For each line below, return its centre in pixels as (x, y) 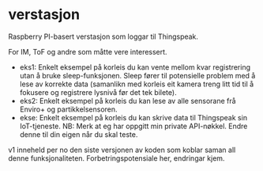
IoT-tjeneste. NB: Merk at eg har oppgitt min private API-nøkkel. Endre (133, 126)
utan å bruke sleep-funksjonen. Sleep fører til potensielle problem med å (137, 75)
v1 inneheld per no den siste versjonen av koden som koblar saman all (122, 150)
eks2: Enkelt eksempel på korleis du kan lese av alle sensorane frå (128, 101)
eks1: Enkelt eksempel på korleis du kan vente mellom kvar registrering (135, 67)
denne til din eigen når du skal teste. (79, 134)
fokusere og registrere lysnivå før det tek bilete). (98, 92)
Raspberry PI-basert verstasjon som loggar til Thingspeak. (103, 36)
